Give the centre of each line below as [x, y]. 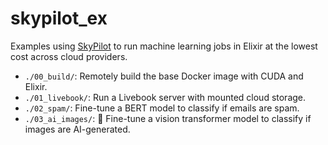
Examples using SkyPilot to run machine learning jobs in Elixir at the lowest [164, 46]
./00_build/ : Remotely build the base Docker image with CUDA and [164, 76]
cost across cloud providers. [69, 56]
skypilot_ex [59, 18]
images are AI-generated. [77, 129]
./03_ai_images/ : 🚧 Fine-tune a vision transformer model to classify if [168, 118]
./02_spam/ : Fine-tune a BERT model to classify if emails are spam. [162, 108]
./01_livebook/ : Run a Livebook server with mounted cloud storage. [165, 97]
